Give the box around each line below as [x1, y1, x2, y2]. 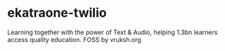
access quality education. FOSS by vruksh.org [7, 35, 142, 43]
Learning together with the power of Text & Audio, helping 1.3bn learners [7, 28, 218, 36]
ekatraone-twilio [7, 5, 107, 21]
